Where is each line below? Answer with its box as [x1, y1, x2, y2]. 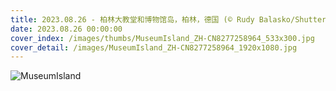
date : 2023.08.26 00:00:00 [10, 24, 123, 34]
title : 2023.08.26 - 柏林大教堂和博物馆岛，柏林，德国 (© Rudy [10, 14, 255, 25]
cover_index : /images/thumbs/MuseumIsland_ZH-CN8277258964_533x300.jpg [10, 33, 315, 43]
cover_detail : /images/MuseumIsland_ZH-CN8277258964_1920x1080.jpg [10, 42, 298, 53]
